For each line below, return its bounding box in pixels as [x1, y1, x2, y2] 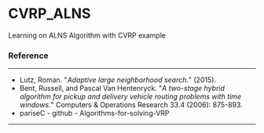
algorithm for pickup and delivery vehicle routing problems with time [19, 92, 242, 102]
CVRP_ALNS [8, 5, 91, 23]
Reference [8, 50, 49, 61]
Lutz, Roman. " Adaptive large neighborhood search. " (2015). [19, 75, 217, 84]
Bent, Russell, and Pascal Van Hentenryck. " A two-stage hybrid [19, 84, 225, 93]
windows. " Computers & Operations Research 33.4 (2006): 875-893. [19, 100, 244, 110]
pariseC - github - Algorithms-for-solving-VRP [19, 109, 170, 118]
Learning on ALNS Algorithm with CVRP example [8, 31, 167, 40]
